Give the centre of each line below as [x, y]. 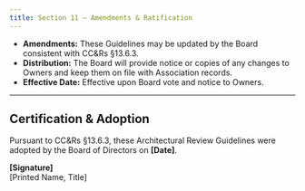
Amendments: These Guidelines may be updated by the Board [140, 43]
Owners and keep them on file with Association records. [128, 72]
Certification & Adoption [79, 119]
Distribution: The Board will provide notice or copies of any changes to [156, 62]
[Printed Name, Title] [49, 177]
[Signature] [31, 167]
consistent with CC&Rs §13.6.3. [80, 53]
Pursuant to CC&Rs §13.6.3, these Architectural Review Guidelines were [143, 140]
